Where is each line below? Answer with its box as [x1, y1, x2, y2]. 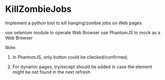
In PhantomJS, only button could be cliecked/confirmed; [12, 54, 128, 60]
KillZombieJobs [5, 3, 72, 15]
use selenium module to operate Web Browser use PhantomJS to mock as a [5, 29, 161, 35]
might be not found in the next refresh [12, 69, 90, 75]
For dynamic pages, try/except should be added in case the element [12, 64, 153, 70]
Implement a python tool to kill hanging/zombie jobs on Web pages [5, 20, 142, 26]
